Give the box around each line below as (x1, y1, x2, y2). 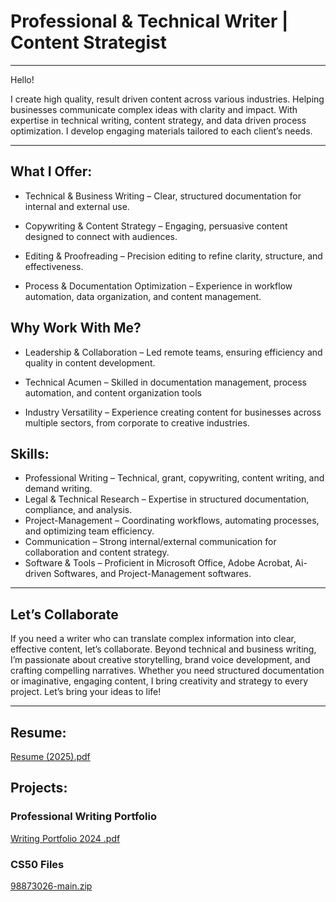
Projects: (10, 780, 68, 797)
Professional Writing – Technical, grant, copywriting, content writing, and (24, 472, 325, 484)
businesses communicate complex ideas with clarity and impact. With (10, 103, 298, 115)
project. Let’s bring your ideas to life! (10, 686, 162, 698)
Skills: (10, 445, 50, 462)
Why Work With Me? (10, 320, 142, 337)
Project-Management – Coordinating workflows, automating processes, (24, 515, 320, 527)
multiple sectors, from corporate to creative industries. (24, 416, 250, 429)
